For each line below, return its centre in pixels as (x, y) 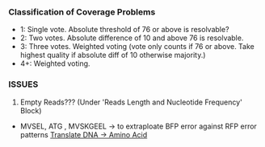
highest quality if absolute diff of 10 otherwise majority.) (113, 55)
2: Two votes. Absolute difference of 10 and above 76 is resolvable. (132, 38)
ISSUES (23, 84)
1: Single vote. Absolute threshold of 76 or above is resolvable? (124, 30)
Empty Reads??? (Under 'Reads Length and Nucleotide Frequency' (131, 102)
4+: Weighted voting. (55, 63)
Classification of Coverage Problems (82, 12)
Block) (31, 110)
